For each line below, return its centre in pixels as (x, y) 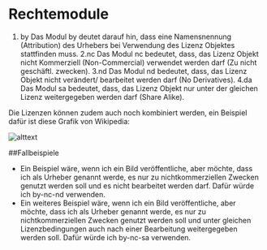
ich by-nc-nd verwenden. (62, 194)
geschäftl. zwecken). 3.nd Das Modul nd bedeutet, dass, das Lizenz (133, 71)
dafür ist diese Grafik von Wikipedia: (69, 121)
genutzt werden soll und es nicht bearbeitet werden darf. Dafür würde (137, 185)
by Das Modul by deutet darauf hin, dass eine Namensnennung (126, 37)
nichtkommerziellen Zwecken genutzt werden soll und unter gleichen (136, 220)
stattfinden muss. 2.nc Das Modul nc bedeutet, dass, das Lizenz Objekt (139, 54)
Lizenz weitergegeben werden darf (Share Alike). (102, 97)
